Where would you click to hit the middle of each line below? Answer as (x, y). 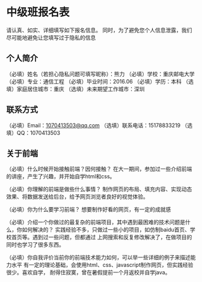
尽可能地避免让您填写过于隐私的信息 (51, 37)
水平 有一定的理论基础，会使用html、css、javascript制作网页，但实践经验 (102, 265)
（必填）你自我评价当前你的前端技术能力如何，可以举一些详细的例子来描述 (98, 257)
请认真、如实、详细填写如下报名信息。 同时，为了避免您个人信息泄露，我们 (99, 30)
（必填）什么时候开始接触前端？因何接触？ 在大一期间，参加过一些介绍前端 (99, 169)
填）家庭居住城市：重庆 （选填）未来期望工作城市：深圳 (75, 89)
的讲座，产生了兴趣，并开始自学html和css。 (61, 176)
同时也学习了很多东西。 (35, 245)
